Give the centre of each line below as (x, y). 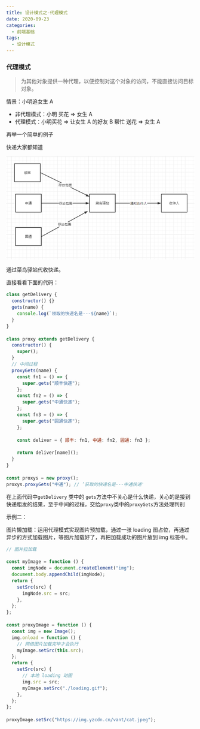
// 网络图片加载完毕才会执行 (48, 644)
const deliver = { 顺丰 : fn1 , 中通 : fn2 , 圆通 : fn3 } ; (84, 440)
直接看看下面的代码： (32, 282)
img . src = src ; (41, 682)
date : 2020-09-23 (28, 19)
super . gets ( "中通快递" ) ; (51, 402)
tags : (13, 38)
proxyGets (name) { (35, 370)
